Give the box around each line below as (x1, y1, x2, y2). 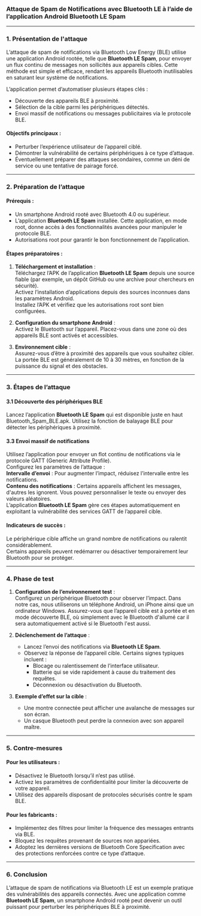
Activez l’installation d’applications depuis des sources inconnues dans (14, 289, 190, 296)
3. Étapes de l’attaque (6, 383, 71, 392)
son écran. (23, 710, 51, 717)
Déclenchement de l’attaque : (14, 631, 90, 639)
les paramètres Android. (14, 295, 75, 302)
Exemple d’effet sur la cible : (14, 692, 87, 700)
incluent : (23, 655, 47, 662)
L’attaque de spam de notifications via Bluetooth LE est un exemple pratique (6, 884, 194, 891)
